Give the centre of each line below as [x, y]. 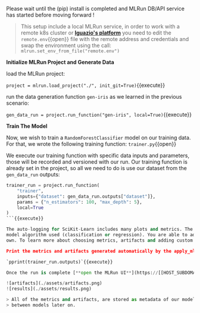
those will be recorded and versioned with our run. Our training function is [97, 162]
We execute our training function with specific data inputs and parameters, [98, 155]
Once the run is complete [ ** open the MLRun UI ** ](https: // [82, 273]
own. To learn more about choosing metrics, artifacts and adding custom [100, 240]
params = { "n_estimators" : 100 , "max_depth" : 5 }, [80, 202]
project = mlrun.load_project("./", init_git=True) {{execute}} [86, 85]
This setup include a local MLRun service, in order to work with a [100, 26]
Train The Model [27, 126]
